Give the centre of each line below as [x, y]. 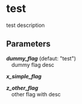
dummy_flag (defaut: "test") [41, 58]
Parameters [28, 44]
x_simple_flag [24, 76]
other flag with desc [36, 94]
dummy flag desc [33, 65]
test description [25, 25]
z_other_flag [22, 88]
